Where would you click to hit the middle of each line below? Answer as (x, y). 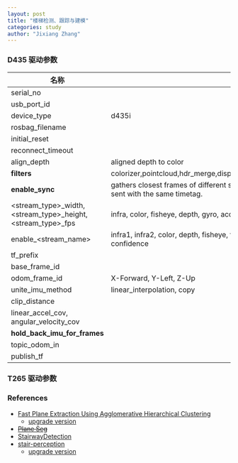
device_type (31, 116)
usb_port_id (30, 104)
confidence (130, 244)
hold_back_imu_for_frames (57, 333)
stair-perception (41, 444)
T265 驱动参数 (32, 378)
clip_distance (33, 301)
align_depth (30, 162)
